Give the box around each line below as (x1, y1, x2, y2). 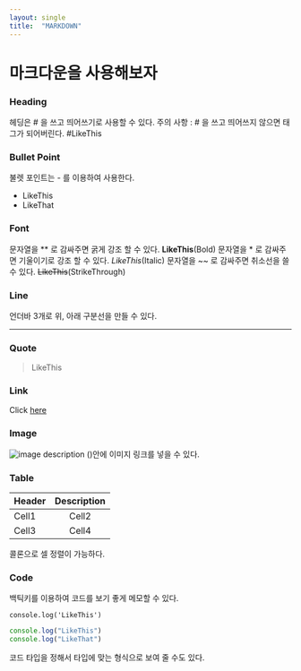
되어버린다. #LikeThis (25, 127, 102, 139)
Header (13, 495, 47, 507)
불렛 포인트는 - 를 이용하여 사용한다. (9, 172, 135, 184)
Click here (9, 405, 47, 416)
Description (55, 495, 106, 507)
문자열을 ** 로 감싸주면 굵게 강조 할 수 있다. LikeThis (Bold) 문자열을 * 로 (9, 244, 262, 254)
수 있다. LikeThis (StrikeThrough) (9, 266, 126, 277)
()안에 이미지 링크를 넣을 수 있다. (86, 449, 200, 460)
